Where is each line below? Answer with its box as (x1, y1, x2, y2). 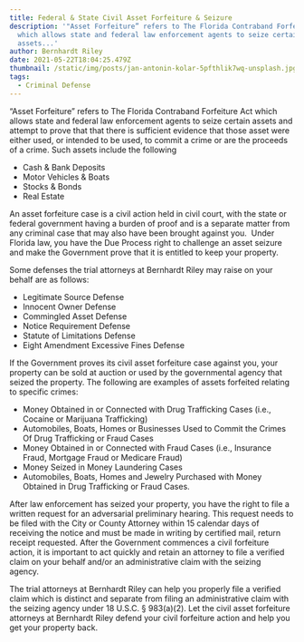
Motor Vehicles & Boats (22, 171, 110, 182)
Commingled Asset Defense (22, 310, 128, 322)
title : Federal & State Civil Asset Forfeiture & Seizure (9, 13, 233, 23)
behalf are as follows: (9, 274, 90, 285)
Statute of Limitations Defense (22, 330, 136, 341)
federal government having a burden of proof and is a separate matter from (9, 218, 290, 229)
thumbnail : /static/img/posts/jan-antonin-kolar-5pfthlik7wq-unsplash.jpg (9, 64, 298, 73)
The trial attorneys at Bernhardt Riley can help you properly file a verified (9, 583, 281, 594)
